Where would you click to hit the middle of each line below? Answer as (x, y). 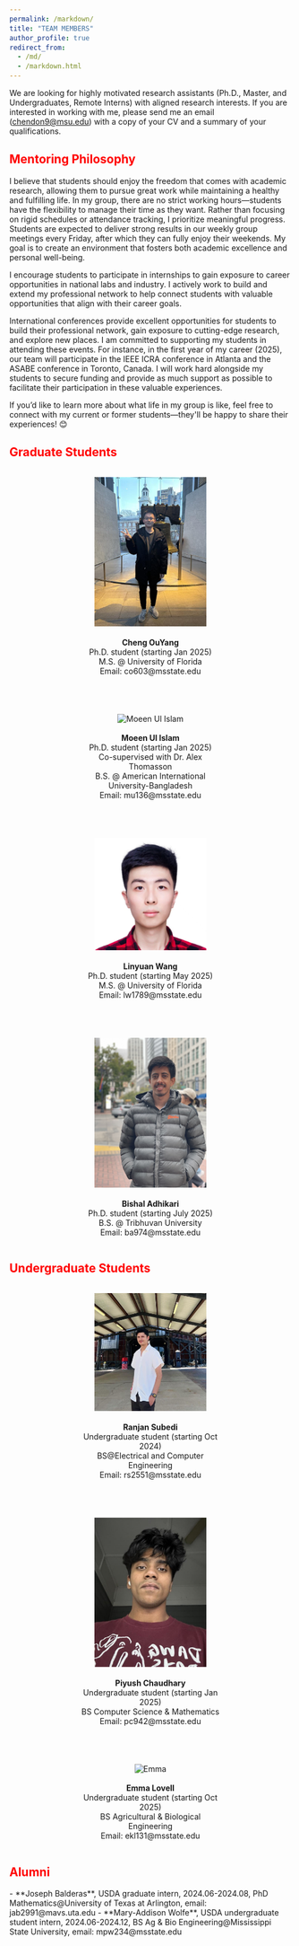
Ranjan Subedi (150, 1427)
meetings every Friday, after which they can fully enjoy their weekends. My (148, 238)
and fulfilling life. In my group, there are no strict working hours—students (145, 200)
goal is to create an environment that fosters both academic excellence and (149, 248)
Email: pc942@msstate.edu (150, 1721)
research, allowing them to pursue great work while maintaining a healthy (145, 190)
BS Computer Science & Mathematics (150, 1712)
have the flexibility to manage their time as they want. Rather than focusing (147, 209)
